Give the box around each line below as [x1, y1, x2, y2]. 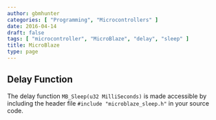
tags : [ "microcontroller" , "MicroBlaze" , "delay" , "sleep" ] [7, 36, 189, 43]
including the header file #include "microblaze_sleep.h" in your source [7, 99, 210, 107]
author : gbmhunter [7, 10, 60, 17]
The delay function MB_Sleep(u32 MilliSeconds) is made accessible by [7, 92, 207, 100]
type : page [7, 49, 39, 56]
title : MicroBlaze [7, 42, 60, 49]
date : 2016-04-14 [7, 23, 57, 29]
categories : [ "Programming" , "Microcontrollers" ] [7, 16, 158, 23]
